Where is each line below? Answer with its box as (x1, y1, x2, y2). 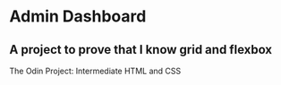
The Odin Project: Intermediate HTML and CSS (9, 65, 182, 76)
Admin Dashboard (9, 6, 147, 27)
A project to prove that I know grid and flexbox (9, 42, 273, 57)
